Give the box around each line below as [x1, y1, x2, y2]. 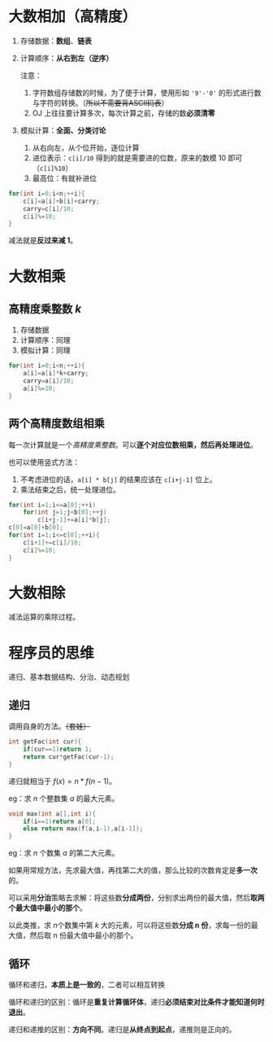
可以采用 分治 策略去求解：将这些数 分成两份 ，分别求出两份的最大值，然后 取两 [8, 893, 265, 903]
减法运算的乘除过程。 [8, 612, 80, 622]
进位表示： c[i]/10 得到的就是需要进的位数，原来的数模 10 [32, 152, 227, 163]
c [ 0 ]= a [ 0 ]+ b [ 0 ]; [8, 523, 63, 532]
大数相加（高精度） [8, 7, 137, 26]
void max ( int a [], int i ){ [8, 809, 96, 818]
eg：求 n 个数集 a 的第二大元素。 [8, 848, 119, 858]
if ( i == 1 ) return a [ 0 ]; [23, 817, 96, 825]
